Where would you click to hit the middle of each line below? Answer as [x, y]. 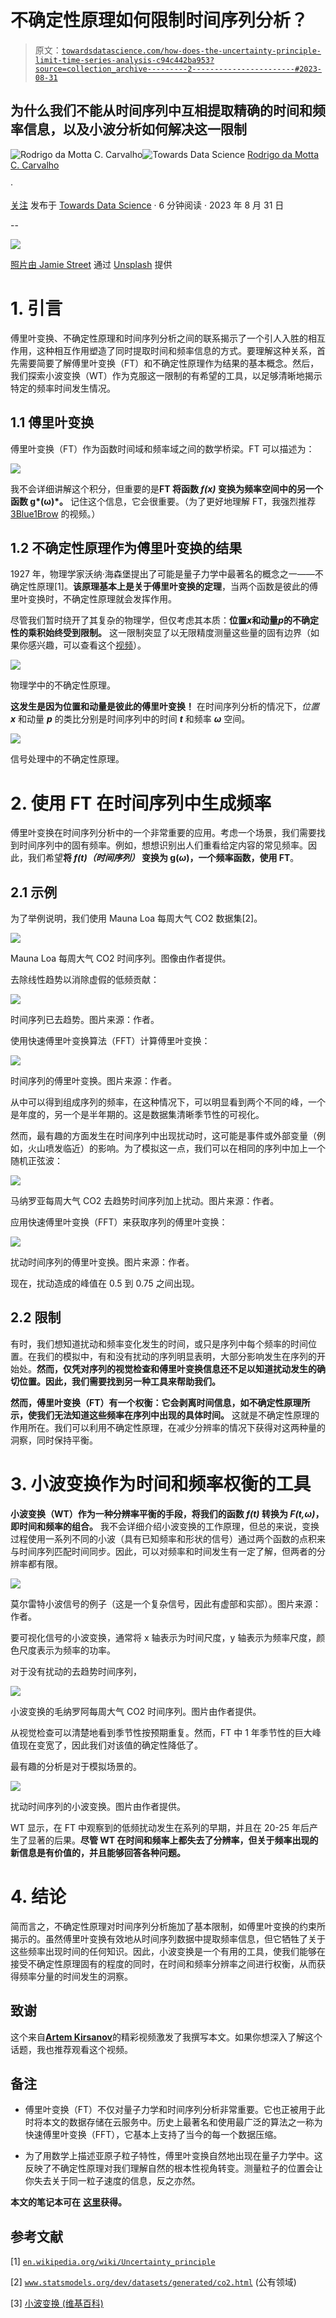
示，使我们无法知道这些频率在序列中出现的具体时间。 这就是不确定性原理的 [165, 1415]
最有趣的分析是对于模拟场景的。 [76, 1766]
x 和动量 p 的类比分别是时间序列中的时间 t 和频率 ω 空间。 [130, 719]
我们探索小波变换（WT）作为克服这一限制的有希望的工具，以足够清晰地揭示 [166, 375]
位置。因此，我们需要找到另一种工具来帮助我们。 [119, 1381]
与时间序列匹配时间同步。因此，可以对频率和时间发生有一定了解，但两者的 [163, 1551]
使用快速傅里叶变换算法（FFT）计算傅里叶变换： [110, 1041]
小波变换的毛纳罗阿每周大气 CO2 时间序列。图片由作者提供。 [136, 1711]
